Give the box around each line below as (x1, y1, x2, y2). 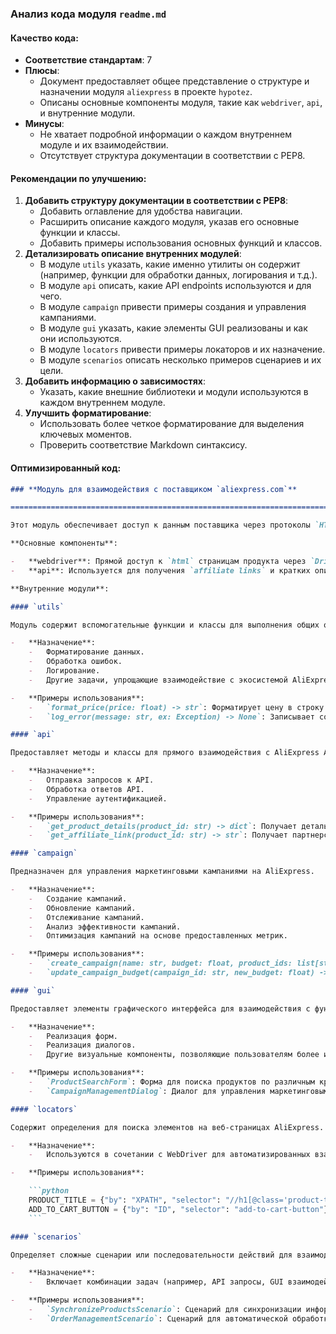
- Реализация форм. (28, 1031, 118, 1041)
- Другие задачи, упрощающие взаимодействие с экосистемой (28, 675, 288, 685)
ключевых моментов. (39, 428, 132, 441)
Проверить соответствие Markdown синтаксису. (39, 439, 248, 451)
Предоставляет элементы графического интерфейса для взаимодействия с (10, 1003, 311, 1014)
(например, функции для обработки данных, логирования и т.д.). (39, 269, 318, 281)
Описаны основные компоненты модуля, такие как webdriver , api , (39, 97, 323, 109)
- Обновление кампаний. (28, 903, 137, 913)
